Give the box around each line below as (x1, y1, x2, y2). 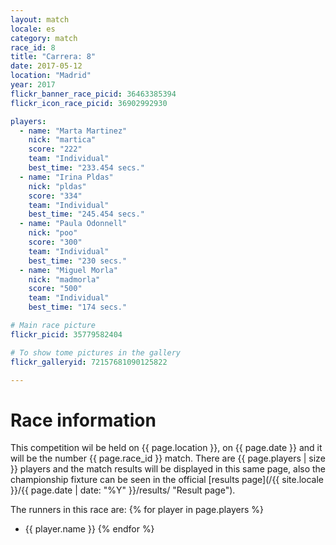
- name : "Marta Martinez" (19, 126, 128, 136)
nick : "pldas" (28, 181, 87, 191)
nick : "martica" (28, 135, 97, 145)
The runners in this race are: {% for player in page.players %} (10, 504, 264, 516)
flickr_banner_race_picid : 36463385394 (10, 89, 177, 99)
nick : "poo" (28, 228, 78, 238)
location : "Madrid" (10, 71, 92, 81)
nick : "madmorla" (28, 274, 101, 285)
